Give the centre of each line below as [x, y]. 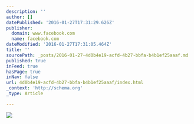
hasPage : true [24, 72]
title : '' [18, 50]
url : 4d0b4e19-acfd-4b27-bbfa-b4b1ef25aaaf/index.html [75, 83]
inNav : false [22, 77]
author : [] [19, 17]
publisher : [19, 28]
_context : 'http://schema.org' [45, 88]
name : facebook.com [35, 39]
